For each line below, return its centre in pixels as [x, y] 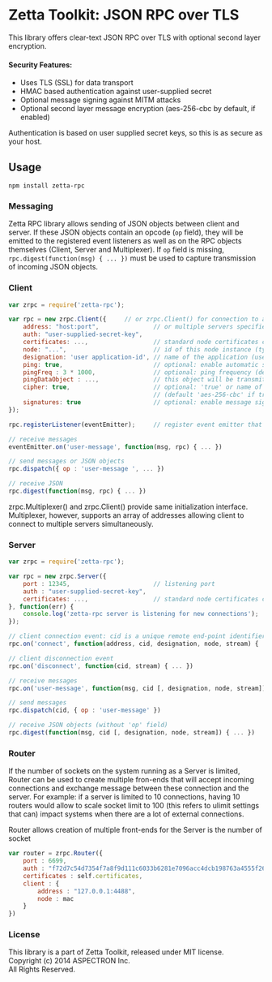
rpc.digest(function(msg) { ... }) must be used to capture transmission [132, 258]
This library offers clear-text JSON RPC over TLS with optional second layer [135, 37]
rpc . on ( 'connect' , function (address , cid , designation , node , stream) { [134, 644]
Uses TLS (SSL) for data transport [76, 83]
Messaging [31, 206]
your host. [25, 142]
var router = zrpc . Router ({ [56, 854]
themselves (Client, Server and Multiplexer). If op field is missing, [117, 250]
